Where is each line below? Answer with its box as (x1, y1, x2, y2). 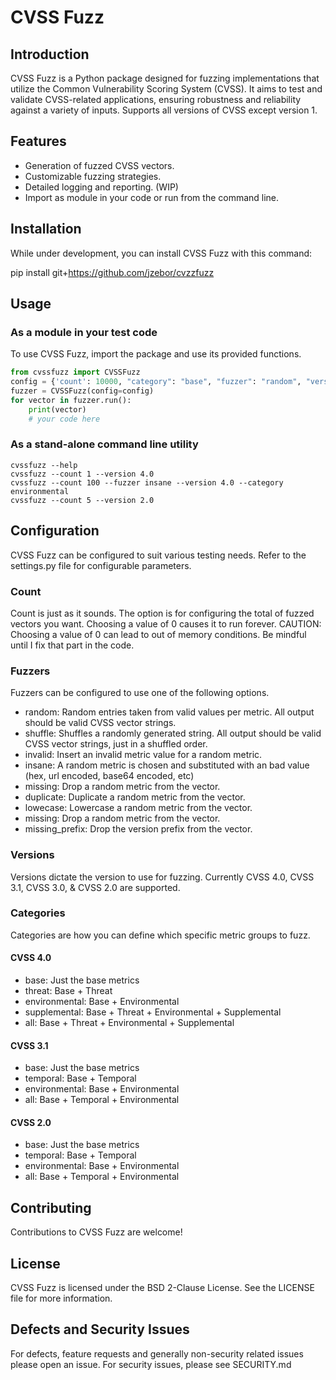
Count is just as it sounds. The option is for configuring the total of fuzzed (10, 607, 315, 619)
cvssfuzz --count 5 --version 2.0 (10, 495, 155, 505)
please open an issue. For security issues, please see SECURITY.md (10, 1358, 292, 1370)
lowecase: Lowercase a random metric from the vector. (24, 802, 253, 814)
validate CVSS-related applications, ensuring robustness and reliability (10, 94, 302, 105)
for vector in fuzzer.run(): (10, 395, 132, 405)
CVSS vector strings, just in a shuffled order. (24, 738, 208, 750)
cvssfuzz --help (10, 460, 78, 470)
